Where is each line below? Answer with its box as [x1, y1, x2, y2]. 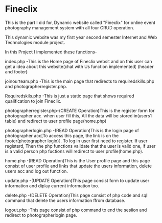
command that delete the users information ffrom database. [5, 197, 126, 203]
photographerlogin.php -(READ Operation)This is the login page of [5, 127, 139, 133]
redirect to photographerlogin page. [5, 212, 77, 218]
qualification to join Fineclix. [5, 98, 62, 104]
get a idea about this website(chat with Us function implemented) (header [5, 64, 154, 69]
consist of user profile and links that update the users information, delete [5, 163, 152, 169]
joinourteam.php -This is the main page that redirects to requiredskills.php [5, 78, 155, 84]
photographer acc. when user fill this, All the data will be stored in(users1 [5, 112, 152, 118]
